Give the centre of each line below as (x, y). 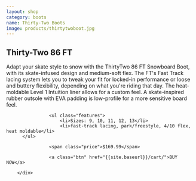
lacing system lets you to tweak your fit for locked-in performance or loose (98, 79)
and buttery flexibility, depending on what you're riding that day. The (91, 86)
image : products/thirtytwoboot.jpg (50, 28)
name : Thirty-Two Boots (36, 23)
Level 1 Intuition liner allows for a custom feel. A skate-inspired (107, 92)
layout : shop (22, 12)
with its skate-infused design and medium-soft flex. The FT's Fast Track (95, 73)
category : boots (26, 17)
